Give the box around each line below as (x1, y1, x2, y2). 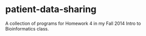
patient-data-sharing (5, 4, 97, 15)
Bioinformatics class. (5, 25, 49, 31)
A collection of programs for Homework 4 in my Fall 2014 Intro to (5, 20, 141, 26)
